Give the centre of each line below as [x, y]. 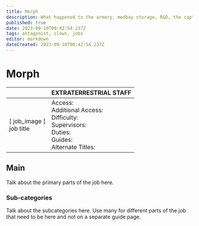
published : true [26, 22]
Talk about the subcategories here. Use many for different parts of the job [96, 210]
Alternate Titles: [73, 147]
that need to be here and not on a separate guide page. [73, 217]
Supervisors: [69, 125]
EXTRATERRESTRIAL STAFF [91, 92]
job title [20, 128]
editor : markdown [28, 39]
